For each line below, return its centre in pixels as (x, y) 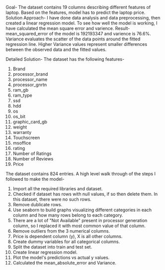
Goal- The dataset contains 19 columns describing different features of (78, 7)
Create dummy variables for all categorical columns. (66, 242)
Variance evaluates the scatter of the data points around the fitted (73, 39)
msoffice (22, 143)
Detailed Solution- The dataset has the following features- (65, 59)
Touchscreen (26, 137)
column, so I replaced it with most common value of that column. (79, 226)
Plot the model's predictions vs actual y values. (61, 258)
